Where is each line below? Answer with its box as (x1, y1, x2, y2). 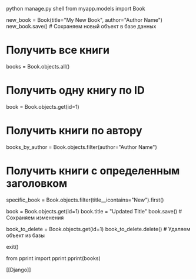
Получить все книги (6, 44, 110, 57)
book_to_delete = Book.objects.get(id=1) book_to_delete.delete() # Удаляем (6, 225, 191, 232)
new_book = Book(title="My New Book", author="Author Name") (6, 17, 163, 23)
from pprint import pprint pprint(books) (6, 254, 101, 262)
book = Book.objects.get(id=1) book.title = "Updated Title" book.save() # (6, 207, 182, 215)
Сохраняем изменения (6, 214, 64, 221)
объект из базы (6, 232, 45, 239)
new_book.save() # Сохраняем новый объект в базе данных (6, 23, 157, 30)
